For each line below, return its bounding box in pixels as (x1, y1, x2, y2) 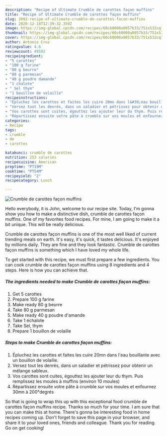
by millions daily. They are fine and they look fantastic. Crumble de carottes (5, 242, 160, 248)
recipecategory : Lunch (5, 178, 52, 183)
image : (5, 26, 19, 31)
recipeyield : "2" (5, 174, 41, 178)
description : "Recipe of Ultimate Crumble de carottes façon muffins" (5, 7, 155, 12)
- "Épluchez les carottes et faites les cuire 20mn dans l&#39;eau (5, 100, 148, 105)
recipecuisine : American (5, 160, 57, 165)
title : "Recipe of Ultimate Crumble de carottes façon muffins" (5, 12, 141, 17)
